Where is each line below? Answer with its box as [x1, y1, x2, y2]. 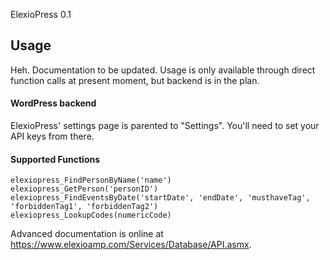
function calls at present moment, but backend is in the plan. [10, 74, 260, 86]
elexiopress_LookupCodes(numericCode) [10, 210, 172, 221]
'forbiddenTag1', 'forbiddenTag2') [10, 202, 159, 212]
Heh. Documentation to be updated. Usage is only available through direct [10, 64, 316, 76]
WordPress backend [10, 97, 97, 109]
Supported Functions [10, 153, 101, 165]
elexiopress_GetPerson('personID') [10, 184, 159, 194]
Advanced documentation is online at [10, 228, 164, 240]
